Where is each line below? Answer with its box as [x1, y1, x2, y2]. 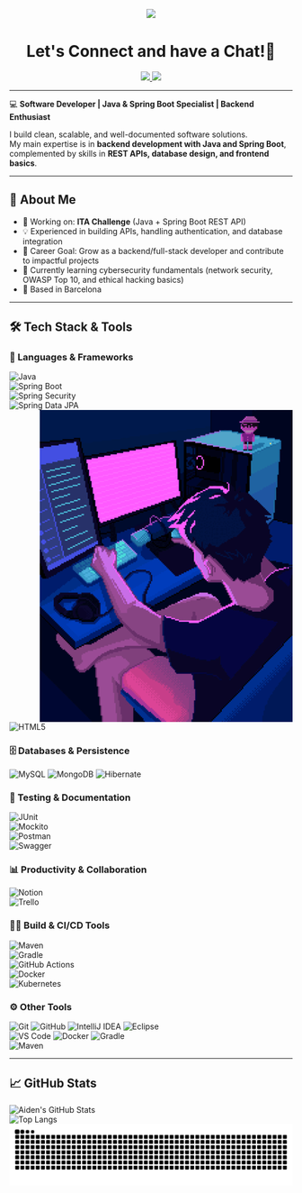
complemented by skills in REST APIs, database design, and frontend [9, 148, 270, 159]
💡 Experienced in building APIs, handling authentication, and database [22, 225, 283, 236]
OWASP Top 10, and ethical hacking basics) [22, 274, 184, 285]
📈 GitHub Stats [9, 1076, 97, 1091]
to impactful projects [22, 255, 100, 266]
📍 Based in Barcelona [22, 284, 102, 295]
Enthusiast [9, 111, 51, 122]
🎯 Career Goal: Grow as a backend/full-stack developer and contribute [22, 245, 285, 256]
